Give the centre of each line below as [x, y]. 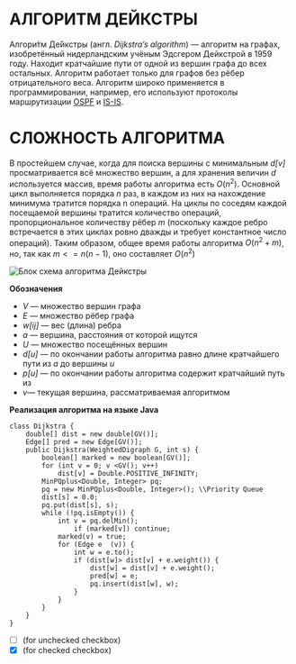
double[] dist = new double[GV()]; [92, 434]
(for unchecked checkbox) [72, 640]
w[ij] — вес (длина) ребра [72, 325]
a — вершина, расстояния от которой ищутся [110, 334]
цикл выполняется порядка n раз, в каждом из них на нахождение [138, 193]
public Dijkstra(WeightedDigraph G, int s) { [112, 450]
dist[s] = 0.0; [70, 497]
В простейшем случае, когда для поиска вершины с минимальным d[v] [148, 163]
